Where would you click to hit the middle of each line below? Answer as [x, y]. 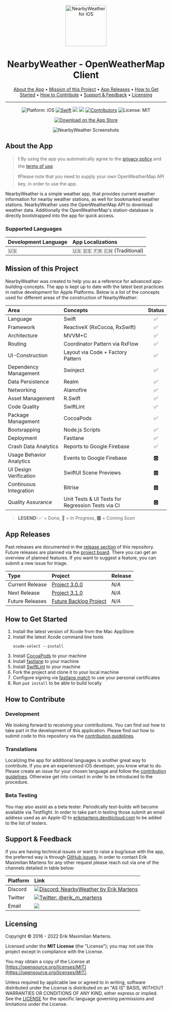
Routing [17, 343]
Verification [22, 476]
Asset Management [31, 398]
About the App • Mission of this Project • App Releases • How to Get [86, 89]
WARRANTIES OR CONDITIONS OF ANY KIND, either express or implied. [81, 993]
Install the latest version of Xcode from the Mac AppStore [73, 632]
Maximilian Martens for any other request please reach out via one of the [82, 862]
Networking [22, 390]
